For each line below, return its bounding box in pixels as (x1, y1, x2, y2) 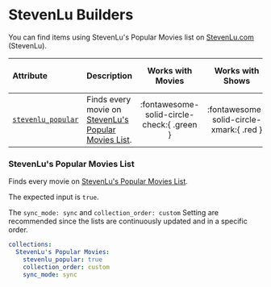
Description (85, 70, 133, 81)
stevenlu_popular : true (23, 256, 103, 264)
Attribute (12, 70, 48, 81)
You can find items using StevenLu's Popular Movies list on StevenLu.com (8, 32, 254, 42)
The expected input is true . (8, 192, 99, 202)
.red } (241, 123, 263, 135)
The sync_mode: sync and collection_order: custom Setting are (8, 208, 219, 218)
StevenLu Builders (8, 6, 134, 24)
